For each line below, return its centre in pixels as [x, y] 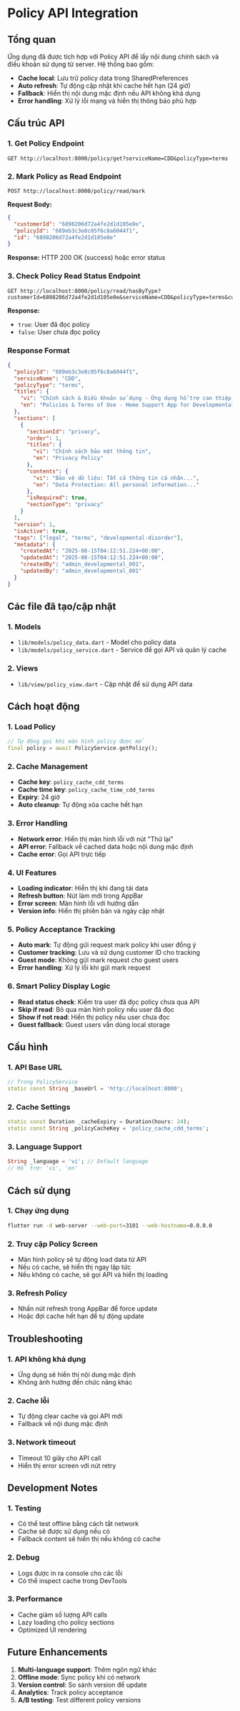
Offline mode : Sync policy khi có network [79, 1677]
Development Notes [52, 1488]
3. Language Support [45, 1147]
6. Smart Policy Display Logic [59, 986]
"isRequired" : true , [57, 498]
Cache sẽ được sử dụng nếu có [64, 1531]
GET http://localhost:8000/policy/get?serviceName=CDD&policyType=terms [118, 159]
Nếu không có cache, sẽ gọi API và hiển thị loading [93, 1275]
